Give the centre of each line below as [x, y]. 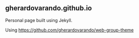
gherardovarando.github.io [48, 8]
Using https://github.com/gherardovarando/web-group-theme [69, 30]
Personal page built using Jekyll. [39, 20]
